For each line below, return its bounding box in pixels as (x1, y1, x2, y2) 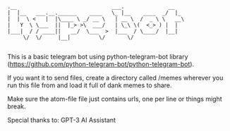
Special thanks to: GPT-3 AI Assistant (7, 116, 116, 124)
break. (7, 102, 26, 111)
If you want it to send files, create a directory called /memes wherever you (7, 74, 224, 82)
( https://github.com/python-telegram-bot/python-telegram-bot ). (7, 60, 195, 68)
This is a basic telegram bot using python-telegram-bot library (7, 53, 188, 61)
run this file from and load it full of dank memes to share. (7, 81, 172, 89)
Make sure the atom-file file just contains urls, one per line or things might (7, 95, 222, 103)
